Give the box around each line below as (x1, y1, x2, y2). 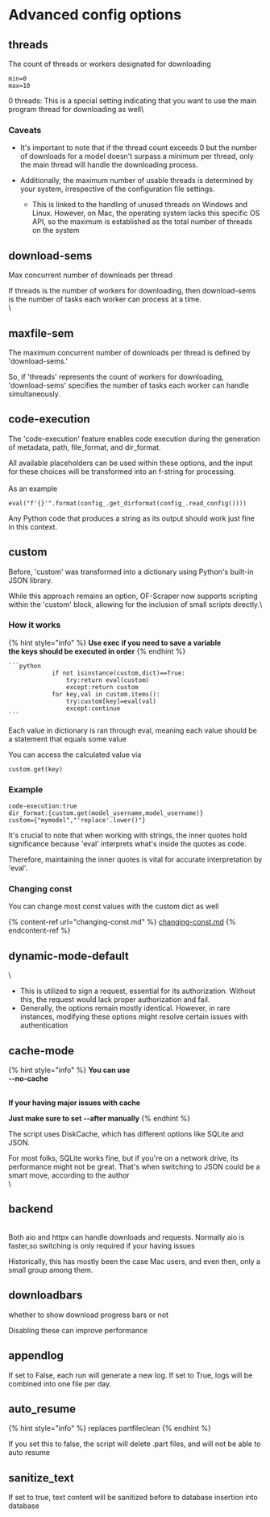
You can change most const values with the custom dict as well (8, 901, 219, 912)
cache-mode (8, 1044, 75, 1058)
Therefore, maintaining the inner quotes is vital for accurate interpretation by (8, 854, 263, 864)
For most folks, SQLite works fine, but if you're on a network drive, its (8, 1153, 239, 1163)
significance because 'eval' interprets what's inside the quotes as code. (8, 839, 247, 849)
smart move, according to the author (8, 1170, 131, 1180)
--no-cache (8, 1074, 48, 1083)
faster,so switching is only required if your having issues (8, 1241, 195, 1250)
